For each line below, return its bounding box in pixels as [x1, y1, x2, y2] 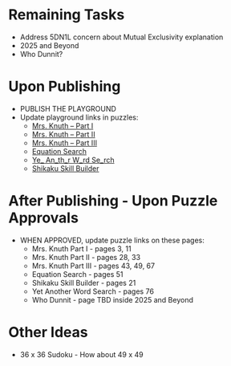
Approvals [8, 209, 79, 227]
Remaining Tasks [8, 6, 125, 24]
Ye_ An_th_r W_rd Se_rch [31, 155, 115, 165]
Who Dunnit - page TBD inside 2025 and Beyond [31, 295, 194, 304]
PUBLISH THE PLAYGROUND [19, 104, 116, 113]
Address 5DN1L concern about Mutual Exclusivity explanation [19, 32, 224, 42]
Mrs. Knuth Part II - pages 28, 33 [31, 252, 141, 262]
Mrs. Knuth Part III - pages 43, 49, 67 [31, 261, 155, 270]
